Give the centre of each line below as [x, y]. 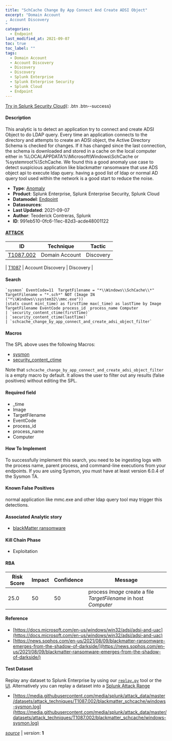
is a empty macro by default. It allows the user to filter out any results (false [85, 375]
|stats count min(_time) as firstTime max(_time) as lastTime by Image [83, 304]
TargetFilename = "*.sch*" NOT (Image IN [50, 295]
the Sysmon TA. [22, 476]
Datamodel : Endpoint [35, 199]
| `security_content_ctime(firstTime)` [48, 313]
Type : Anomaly [29, 188]
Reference [17, 618]
